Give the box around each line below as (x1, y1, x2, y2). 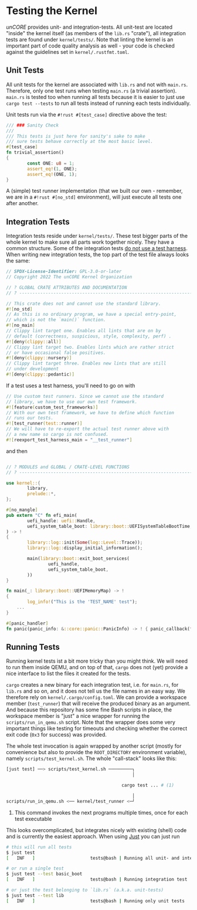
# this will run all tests (6, 844, 72, 850)
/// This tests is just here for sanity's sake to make (6, 133, 145, 139)
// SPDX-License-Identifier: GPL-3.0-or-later (6, 268, 122, 275)
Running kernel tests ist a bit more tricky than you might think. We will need (6, 657, 188, 664)
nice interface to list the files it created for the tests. (6, 670, 131, 677)
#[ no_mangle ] (6, 507, 38, 513)
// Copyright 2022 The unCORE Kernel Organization (6, 274, 133, 280)
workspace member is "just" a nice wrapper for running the (6, 713, 150, 720)
